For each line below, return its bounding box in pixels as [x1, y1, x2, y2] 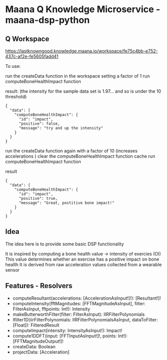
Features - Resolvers [5, 281, 73, 290]
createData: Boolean [12, 343, 56, 349]
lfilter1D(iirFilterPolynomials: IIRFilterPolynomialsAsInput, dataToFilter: [12, 316, 158, 322]
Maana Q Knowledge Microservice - [5, 4, 160, 15]
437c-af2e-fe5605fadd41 [5, 53, 59, 59]
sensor [5, 267, 20, 273]
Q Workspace [5, 34, 50, 43]
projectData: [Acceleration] [12, 349, 70, 355]
